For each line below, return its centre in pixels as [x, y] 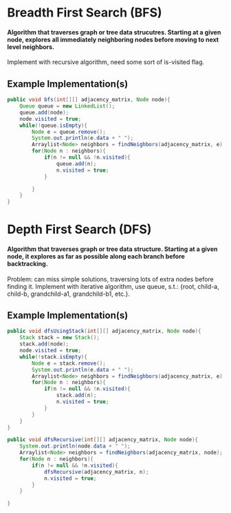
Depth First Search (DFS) [79, 230]
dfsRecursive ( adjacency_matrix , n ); [96, 472]
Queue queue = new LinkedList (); [67, 106]
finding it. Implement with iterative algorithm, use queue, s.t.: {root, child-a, [113, 286]
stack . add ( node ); [44, 344]
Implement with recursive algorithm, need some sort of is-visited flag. [106, 62]
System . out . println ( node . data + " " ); [75, 446]
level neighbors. [31, 47]
